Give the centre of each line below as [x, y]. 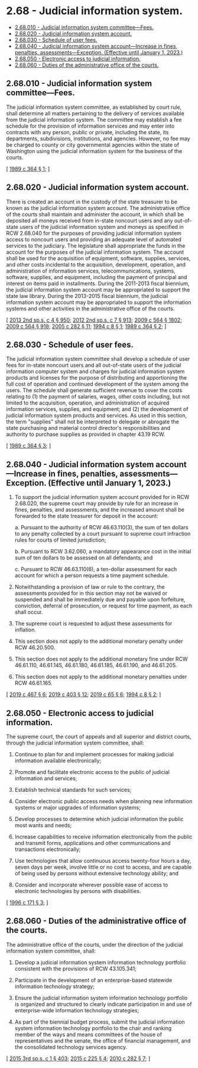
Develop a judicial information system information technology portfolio [100, 962]
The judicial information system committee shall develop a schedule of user [98, 359]
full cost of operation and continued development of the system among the [98, 384]
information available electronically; [58, 760]
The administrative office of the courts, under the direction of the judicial [95, 944]
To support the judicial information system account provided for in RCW [102, 497]
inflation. [25, 630]
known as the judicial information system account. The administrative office [98, 208]
